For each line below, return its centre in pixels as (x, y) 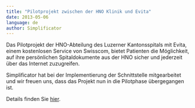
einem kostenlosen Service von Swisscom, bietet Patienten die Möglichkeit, (98, 51)
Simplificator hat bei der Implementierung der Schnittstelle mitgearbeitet (94, 75)
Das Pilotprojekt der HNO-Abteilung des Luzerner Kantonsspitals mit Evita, (97, 45)
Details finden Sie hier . (33, 99)
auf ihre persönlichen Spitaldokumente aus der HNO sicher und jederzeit (94, 57)
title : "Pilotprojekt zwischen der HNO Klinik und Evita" (79, 12)
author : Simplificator (34, 28)
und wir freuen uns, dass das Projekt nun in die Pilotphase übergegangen (95, 81)
